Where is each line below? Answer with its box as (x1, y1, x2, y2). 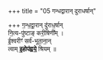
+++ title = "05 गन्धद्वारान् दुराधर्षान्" (8, 7, 97, 15)
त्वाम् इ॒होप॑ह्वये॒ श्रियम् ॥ (8, 44, 57, 53)
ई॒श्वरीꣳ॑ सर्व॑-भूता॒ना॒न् (8, 37, 52, 45)
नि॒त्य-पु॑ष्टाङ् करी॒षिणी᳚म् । (8, 29, 64, 37)
